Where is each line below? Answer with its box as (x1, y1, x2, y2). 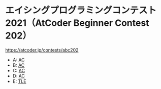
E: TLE (12, 78, 26, 84)
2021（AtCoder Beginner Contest (5, 17, 149, 29)
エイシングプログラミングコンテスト (5, 5, 157, 16)
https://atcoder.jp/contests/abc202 (5, 47, 79, 53)
